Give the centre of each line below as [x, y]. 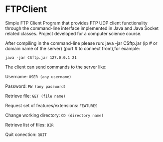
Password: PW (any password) [36, 86]
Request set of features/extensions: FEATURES [51, 105]
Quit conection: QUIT [26, 134]
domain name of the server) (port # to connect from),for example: [73, 48]
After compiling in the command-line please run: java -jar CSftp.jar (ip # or [81, 43]
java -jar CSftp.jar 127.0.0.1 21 [41, 58]
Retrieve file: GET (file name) [35, 96]
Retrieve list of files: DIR [29, 125]
